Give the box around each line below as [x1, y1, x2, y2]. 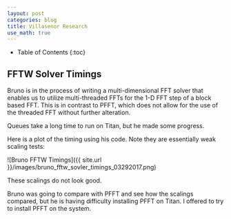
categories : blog [7, 17, 57, 23]
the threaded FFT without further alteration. [7, 108, 131, 117]
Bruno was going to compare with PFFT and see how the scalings [7, 190, 194, 198]
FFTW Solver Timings [7, 68, 102, 80]
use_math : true [7, 29, 51, 36]
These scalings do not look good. [7, 176, 102, 185]
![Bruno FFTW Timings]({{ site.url [7, 156, 102, 164]
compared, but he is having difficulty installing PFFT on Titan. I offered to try [7, 197, 224, 205]
